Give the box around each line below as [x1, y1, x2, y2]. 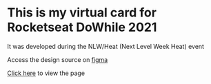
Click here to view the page [7, 69, 85, 77]
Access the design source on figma [7, 55, 108, 63]
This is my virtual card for [7, 5, 157, 21]
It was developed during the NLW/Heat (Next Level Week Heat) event [7, 42, 205, 50]
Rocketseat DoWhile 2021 [7, 19, 157, 35]
